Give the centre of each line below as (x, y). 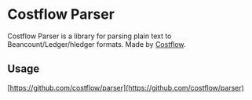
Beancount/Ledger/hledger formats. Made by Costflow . (97, 44)
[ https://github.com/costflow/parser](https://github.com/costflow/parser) (126, 87)
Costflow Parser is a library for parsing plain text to (89, 36)
